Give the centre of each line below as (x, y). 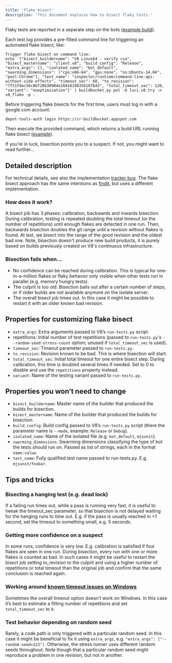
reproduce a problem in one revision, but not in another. (64, 655)
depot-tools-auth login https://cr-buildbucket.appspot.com (71, 119)
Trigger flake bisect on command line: (48, 54)
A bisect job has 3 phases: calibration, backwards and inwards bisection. (82, 213)
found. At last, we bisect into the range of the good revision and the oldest (84, 235)
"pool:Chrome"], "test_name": (38, 77)
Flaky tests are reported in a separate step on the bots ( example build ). (80, 29)
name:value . (25, 453)
